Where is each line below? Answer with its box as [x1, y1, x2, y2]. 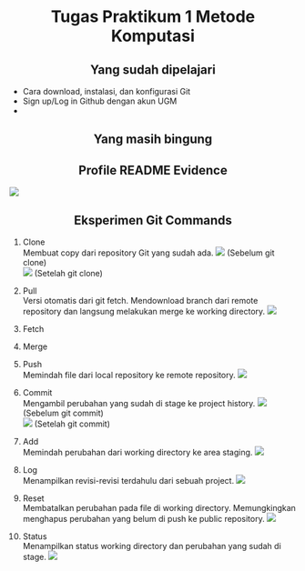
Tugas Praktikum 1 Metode [50, 6, 256, 27]
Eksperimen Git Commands [74, 212, 232, 228]
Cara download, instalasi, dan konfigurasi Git [22, 86, 191, 96]
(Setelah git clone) [34, 268, 103, 279]
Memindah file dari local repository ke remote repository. [22, 370, 237, 381]
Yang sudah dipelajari [90, 62, 216, 77]
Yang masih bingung [93, 132, 213, 147]
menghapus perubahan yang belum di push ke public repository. [22, 514, 266, 525]
